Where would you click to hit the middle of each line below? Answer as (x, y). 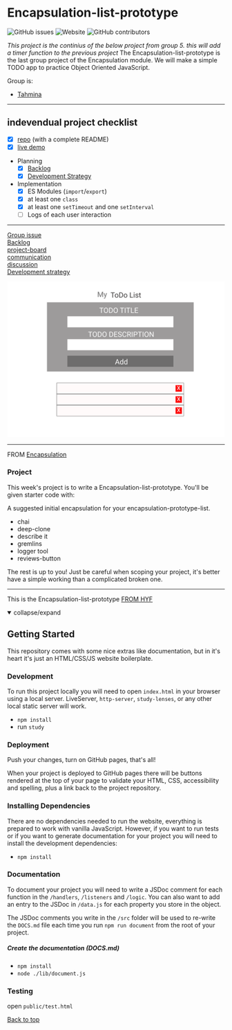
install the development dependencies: (62, 843)
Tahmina (29, 94)
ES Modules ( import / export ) (67, 191)
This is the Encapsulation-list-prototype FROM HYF (80, 599)
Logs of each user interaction (69, 215)
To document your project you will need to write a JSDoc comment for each (115, 889)
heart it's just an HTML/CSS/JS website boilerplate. (80, 658)
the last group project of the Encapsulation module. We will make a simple (112, 60)
